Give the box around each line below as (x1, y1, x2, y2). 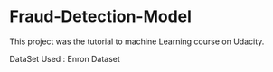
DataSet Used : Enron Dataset (9, 53, 120, 64)
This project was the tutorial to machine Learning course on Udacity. (9, 36, 265, 47)
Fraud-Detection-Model (9, 6, 193, 27)
